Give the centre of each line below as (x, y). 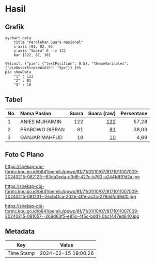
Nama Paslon (36, 113)
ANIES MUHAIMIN (41, 122)
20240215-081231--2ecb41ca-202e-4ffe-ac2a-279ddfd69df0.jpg (71, 196)
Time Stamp (21, 253)
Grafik (15, 27)
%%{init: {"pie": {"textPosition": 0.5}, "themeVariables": (67, 64)
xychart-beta (18, 38)
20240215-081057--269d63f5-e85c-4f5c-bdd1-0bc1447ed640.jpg (72, 216)
